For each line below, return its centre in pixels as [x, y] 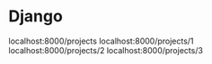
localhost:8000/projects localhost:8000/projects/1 [101, 41]
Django [36, 16]
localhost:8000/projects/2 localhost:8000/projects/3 [106, 50]
